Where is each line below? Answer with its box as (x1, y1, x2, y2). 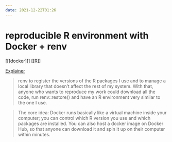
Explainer (5, 67, 25, 74)
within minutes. (18, 131, 50, 137)
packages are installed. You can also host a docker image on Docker (18, 120, 164, 127)
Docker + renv (5, 41, 67, 52)
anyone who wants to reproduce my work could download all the (18, 88, 156, 95)
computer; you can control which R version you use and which (18, 115, 151, 121)
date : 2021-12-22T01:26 (5, 7, 57, 13)
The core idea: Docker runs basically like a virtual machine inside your (18, 109, 167, 116)
